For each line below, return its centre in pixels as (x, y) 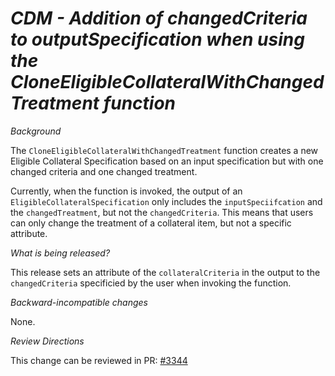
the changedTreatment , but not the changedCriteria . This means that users (162, 212)
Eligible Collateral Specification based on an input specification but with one (167, 161)
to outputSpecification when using (157, 39)
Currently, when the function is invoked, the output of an (126, 191)
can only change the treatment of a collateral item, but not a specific (151, 223)
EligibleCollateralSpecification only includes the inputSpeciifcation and (166, 201)
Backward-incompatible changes (79, 302)
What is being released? (60, 253)
